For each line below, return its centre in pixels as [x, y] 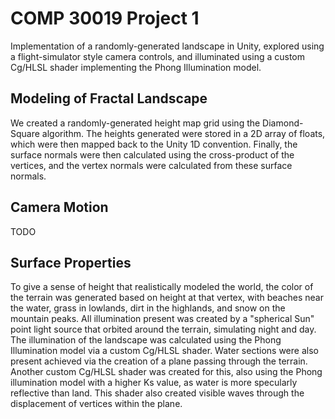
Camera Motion [59, 207]
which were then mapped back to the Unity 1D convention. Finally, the [154, 144]
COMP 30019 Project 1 [105, 18]
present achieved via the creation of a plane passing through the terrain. [159, 361]
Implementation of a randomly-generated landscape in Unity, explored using [167, 46]
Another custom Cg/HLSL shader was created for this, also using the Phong [166, 372]
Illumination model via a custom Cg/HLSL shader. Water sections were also [164, 351]
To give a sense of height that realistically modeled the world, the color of [162, 287]
